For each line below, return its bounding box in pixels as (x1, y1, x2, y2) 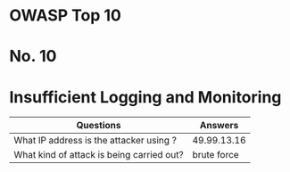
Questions (76, 119, 121, 132)
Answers (199, 119, 239, 132)
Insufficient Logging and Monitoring (9, 86, 282, 107)
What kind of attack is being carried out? (13, 149, 185, 161)
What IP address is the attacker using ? (13, 135, 177, 147)
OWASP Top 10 (9, 5, 122, 26)
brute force (192, 149, 239, 161)
